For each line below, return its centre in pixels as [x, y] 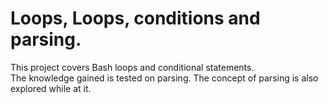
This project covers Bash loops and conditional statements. [132, 67]
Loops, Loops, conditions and [135, 18]
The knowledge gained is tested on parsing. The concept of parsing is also [164, 78]
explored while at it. [51, 88]
